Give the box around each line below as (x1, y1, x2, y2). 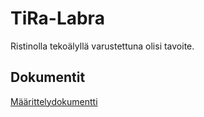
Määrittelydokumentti (10, 95, 98, 107)
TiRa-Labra (10, 7, 105, 30)
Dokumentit (10, 69, 86, 86)
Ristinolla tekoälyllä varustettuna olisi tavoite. (10, 40, 195, 52)
